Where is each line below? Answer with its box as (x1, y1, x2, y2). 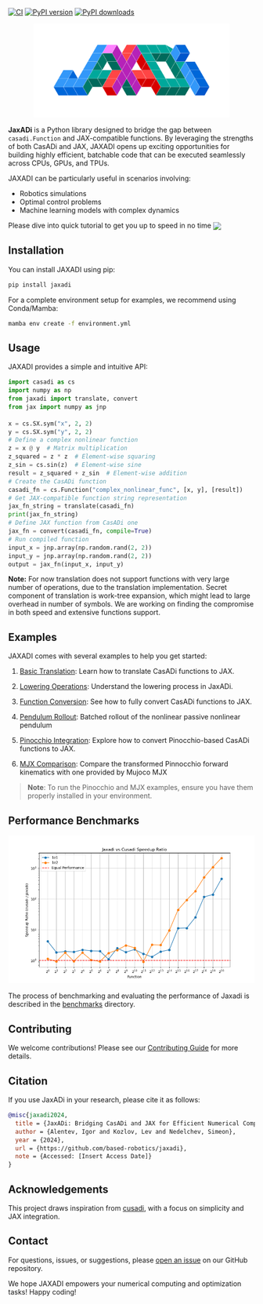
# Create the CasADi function (8, 477, 107, 486)
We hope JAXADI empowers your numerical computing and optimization (8, 1279, 242, 1288)
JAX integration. (8, 1212, 60, 1222)
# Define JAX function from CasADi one (8, 519, 139, 527)
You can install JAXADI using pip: (8, 264, 116, 274)
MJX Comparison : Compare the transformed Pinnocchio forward (19, 759, 229, 769)
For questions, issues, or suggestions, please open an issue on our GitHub (8, 1255, 248, 1265)
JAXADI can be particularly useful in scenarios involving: (8, 173, 192, 183)
